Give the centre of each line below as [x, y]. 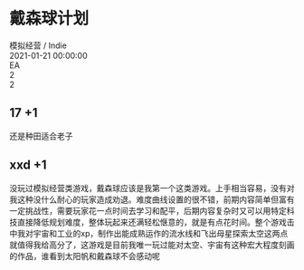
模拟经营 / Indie [38, 45]
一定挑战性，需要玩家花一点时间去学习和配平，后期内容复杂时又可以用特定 [148, 210]
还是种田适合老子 [41, 136]
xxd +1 [28, 165]
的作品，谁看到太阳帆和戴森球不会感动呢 [85, 256]
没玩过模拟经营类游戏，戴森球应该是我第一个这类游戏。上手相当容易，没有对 [152, 188]
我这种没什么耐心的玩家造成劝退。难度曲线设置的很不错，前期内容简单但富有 [152, 199]
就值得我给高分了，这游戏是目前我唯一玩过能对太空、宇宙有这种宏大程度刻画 [152, 245]
